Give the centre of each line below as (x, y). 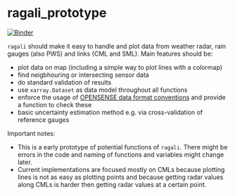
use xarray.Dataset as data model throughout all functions (102, 90)
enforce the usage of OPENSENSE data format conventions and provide (122, 97)
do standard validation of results (64, 82)
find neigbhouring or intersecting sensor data (83, 75)
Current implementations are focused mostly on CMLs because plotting (121, 169)
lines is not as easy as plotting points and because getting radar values (120, 177)
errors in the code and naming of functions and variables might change (121, 154)
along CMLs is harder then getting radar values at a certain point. (112, 184)
